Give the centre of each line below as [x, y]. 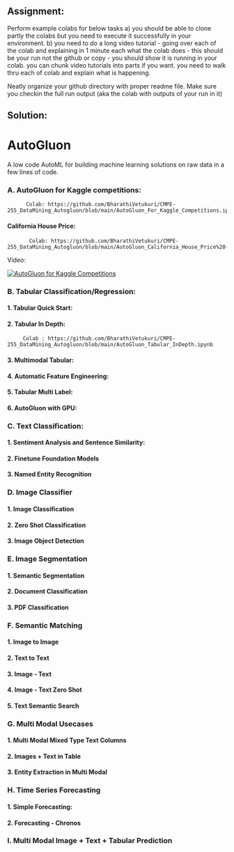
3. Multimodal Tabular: [41, 360]
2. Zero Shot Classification [47, 525]
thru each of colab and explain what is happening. [79, 72]
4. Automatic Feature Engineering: [58, 376]
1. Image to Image [33, 642]
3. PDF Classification [38, 607]
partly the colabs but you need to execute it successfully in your [99, 36]
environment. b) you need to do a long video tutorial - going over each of [112, 43]
